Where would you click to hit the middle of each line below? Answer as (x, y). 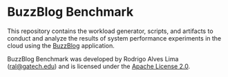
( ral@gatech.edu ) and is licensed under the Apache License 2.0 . (99, 66)
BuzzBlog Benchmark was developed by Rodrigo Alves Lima (93, 58)
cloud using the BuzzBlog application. (61, 45)
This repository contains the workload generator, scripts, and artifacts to (110, 31)
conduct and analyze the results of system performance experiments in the (114, 38)
